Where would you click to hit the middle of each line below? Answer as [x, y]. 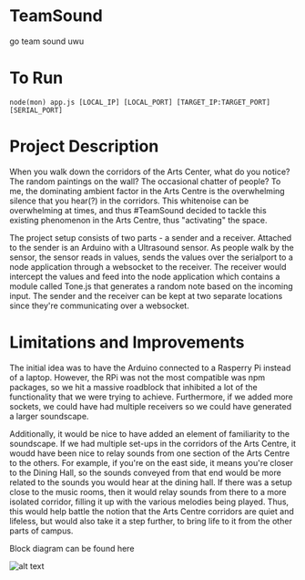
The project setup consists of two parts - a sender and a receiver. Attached [151, 237]
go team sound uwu [47, 41]
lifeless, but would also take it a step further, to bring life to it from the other [151, 521]
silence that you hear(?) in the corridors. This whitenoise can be [129, 201]
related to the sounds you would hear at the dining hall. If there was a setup [151, 482]
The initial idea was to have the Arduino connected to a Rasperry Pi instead [150, 368]
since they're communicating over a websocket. [99, 306]
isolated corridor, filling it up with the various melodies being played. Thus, [149, 502]
